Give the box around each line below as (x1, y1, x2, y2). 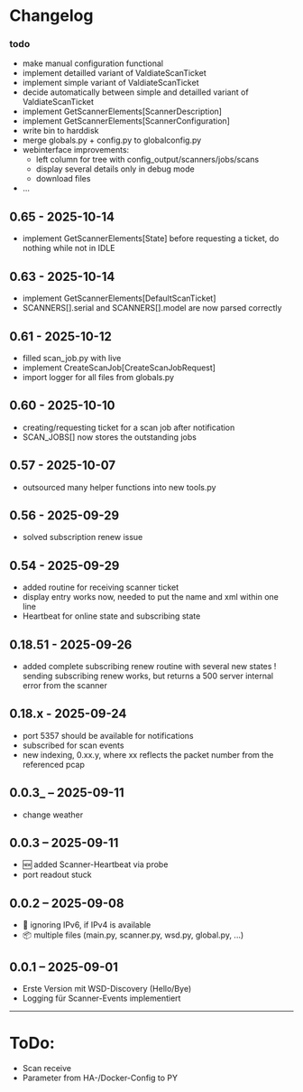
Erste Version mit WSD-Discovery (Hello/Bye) (22, 984, 192, 994)
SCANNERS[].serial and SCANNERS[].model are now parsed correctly (22, 303, 282, 313)
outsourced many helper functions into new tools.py (22, 481, 216, 492)
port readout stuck (22, 869, 92, 881)
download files (35, 173, 91, 184)
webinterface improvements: (22, 145, 130, 155)
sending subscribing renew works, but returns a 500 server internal (22, 670, 273, 681)
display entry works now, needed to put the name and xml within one (22, 592, 280, 602)
